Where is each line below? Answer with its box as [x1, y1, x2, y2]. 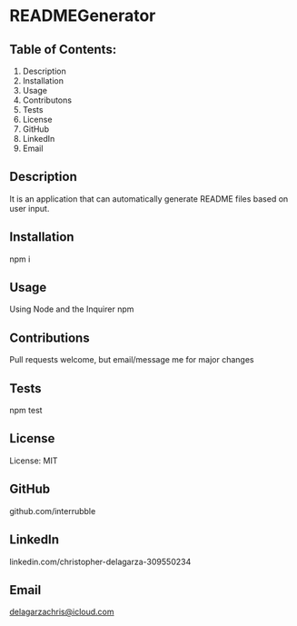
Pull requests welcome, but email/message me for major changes [9, 354, 254, 365]
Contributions [9, 330, 90, 345]
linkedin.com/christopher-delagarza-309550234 [9, 556, 192, 567]
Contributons [22, 94, 73, 105]
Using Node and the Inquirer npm [9, 303, 134, 314]
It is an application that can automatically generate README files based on [9, 193, 289, 204]
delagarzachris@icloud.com [9, 606, 114, 618]
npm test [9, 405, 43, 416]
